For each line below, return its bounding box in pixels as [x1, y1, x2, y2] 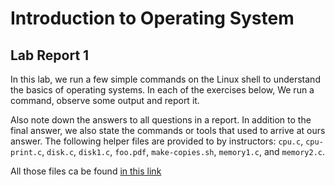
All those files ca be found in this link [10, 165, 162, 177]
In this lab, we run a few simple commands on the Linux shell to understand [10, 73, 321, 85]
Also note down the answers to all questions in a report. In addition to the [10, 114, 312, 126]
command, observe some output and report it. [10, 95, 200, 106]
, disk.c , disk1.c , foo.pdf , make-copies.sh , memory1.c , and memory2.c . [41, 146, 326, 157]
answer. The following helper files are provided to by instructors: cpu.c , [10, 135, 304, 147]
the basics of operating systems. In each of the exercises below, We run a [10, 84, 315, 96]
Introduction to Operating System [10, 7, 295, 30]
